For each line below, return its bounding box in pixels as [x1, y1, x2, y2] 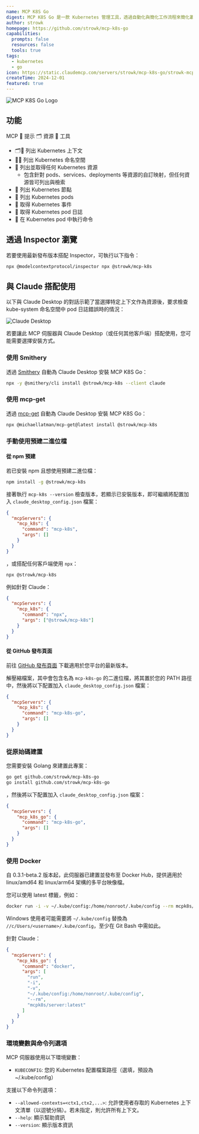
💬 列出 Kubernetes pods [14, 193, 74, 200]
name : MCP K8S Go [6, 8, 49, 15]
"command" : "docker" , [21, 963, 76, 969]
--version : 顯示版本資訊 [14, 1122, 73, 1129]
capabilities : [6, 31, 41, 37]
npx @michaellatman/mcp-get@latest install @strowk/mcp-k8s [6, 421, 158, 428]
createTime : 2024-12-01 [6, 75, 65, 81]
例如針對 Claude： [6, 583, 52, 590]
